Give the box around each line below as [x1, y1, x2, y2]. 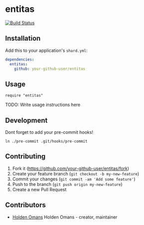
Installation [5, 34, 41, 43]
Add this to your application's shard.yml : [5, 47, 88, 53]
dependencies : [5, 57, 35, 62]
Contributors [5, 201, 46, 209]
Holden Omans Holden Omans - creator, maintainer [12, 214, 118, 220]
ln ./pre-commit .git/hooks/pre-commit [5, 139, 88, 144]
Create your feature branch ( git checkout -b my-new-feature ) [12, 170, 140, 176]
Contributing [5, 152, 46, 161]
